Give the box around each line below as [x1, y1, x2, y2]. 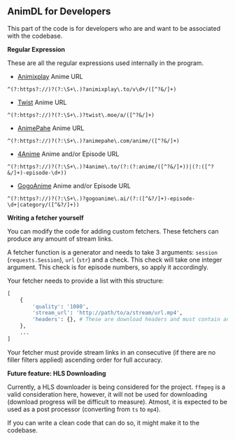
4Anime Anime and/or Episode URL [17, 150, 120, 158]
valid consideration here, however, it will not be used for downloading [7, 390, 208, 398]
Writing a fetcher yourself [7, 213, 84, 222]
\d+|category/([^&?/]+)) [7, 201, 80, 208]
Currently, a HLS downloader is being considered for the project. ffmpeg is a [7, 383, 226, 391]
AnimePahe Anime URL [17, 124, 85, 132]
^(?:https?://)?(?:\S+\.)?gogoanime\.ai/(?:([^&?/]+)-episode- [7, 195, 196, 202]
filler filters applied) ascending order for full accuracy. [7, 355, 163, 364]
